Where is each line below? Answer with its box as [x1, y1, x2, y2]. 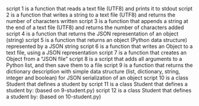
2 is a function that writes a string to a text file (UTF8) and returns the [6, 11, 176, 18]
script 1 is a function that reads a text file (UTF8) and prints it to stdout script [6, 5, 192, 12]
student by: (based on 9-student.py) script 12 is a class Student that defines [6, 87, 192, 94]
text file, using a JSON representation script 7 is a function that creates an [6, 49, 187, 56]
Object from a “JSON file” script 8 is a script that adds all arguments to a [6, 56, 182, 62]
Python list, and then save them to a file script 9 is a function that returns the [6, 62, 193, 69]
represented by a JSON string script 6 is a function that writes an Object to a [6, 43, 193, 50]
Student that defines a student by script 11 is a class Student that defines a [6, 81, 188, 88]
